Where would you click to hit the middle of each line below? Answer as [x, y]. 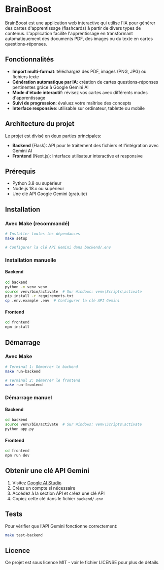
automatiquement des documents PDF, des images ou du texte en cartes [79, 39]
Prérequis [20, 171]
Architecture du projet [40, 124]
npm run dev [17, 456]
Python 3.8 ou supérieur [37, 183]
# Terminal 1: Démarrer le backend [42, 367]
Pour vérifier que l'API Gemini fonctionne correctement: [61, 526]
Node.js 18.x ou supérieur [38, 189]
